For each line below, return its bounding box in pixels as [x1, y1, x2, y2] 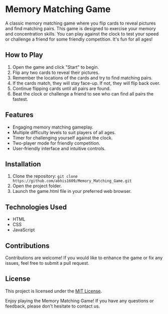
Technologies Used [5, 202, 67, 212]
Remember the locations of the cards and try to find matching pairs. [12, 74, 153, 81]
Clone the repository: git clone [12, 173, 78, 179]
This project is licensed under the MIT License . [5, 288, 102, 294]
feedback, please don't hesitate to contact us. [5, 303, 100, 309]
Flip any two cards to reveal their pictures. [12, 69, 100, 75]
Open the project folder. [12, 183, 62, 189]
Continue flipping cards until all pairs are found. [12, 85, 111, 91]
